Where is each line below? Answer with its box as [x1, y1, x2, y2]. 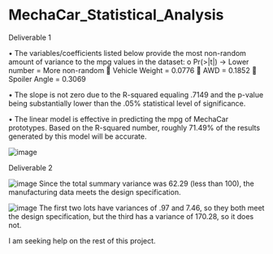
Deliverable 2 [8, 162, 53, 172]
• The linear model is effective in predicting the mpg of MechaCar [8, 114, 229, 123]
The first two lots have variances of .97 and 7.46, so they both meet [39, 203, 265, 213]
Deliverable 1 [8, 32, 51, 42]
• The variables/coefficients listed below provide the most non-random [8, 48, 246, 58]
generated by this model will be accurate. [8, 131, 147, 141]
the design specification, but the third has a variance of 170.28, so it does [8, 211, 254, 221]
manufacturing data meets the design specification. [8, 187, 181, 196]
